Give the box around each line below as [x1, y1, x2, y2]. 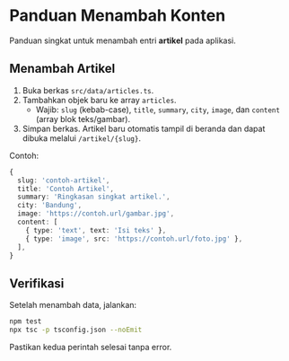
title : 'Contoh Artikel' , [17, 184, 115, 193]
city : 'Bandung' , [17, 201, 83, 210]
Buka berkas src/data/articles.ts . [22, 84, 154, 95]
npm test [9, 317, 42, 326]
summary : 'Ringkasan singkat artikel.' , [17, 192, 171, 202]
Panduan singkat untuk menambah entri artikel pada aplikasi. [9, 35, 236, 46]
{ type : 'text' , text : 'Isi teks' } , [25, 225, 167, 234]
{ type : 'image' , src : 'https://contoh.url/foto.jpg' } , [25, 234, 243, 243]
